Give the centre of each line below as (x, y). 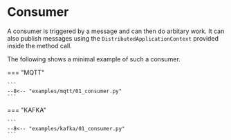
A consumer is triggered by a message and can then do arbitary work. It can (116, 31)
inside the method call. (40, 46)
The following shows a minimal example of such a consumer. (94, 59)
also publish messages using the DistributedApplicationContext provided (113, 38)
